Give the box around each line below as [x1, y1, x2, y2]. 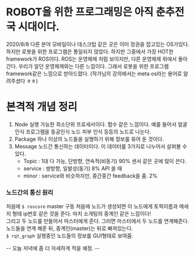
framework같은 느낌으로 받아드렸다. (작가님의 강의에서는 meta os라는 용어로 [6, 70, 182, 77]
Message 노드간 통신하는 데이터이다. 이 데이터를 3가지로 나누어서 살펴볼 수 [14, 142, 187, 150]
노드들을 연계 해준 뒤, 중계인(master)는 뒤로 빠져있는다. [6, 225, 133, 232]
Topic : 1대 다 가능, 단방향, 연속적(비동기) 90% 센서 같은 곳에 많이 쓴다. [23, 157, 187, 165]
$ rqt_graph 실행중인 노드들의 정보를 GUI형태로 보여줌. [6, 232, 134, 239]
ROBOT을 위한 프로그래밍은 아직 [6, 5, 154, 19]
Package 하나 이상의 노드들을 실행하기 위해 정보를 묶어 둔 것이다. [14, 135, 164, 142]
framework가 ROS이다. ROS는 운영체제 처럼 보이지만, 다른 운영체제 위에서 [6, 55, 177, 62]
